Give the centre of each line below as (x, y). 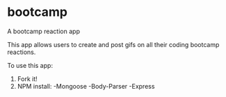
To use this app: (30, 65)
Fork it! (27, 79)
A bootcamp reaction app (43, 31)
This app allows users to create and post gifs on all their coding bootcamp (113, 44)
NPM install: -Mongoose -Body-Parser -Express (86, 86)
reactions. (22, 52)
